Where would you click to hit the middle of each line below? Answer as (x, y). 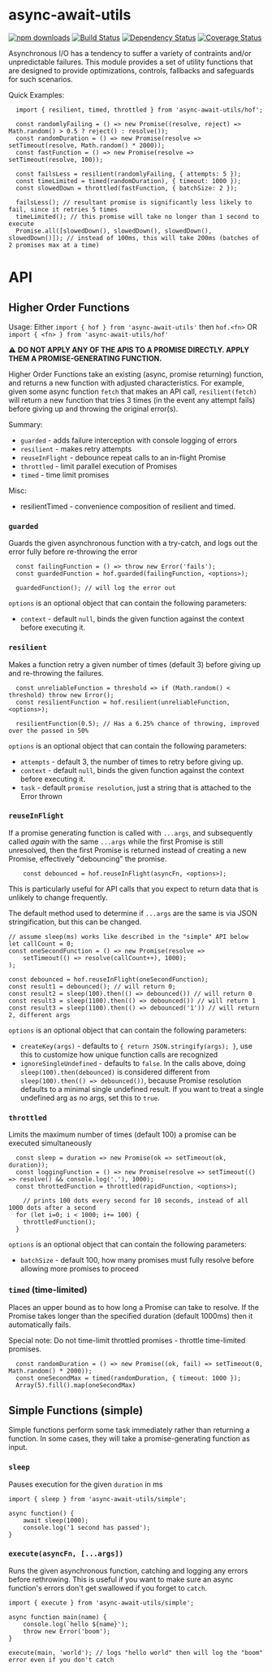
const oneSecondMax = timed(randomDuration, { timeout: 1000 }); (129, 1378)
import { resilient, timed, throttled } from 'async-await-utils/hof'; (140, 110)
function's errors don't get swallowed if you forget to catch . (108, 1587)
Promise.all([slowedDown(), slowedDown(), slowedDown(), (114, 231)
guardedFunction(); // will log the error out (96, 588)
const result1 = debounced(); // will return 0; (92, 986)
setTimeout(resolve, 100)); (56, 159)
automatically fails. (40, 1325)
